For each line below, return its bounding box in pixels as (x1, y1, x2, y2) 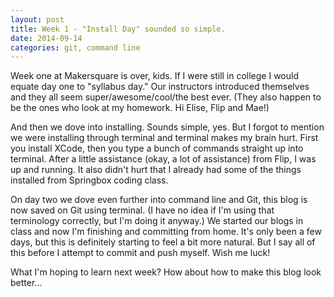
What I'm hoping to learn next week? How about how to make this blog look (10, 266, 322, 278)
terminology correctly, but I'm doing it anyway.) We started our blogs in (10, 215, 304, 227)
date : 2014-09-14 (10, 33, 83, 43)
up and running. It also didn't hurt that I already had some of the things (10, 164, 302, 176)
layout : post (10, 14, 65, 25)
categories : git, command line (10, 42, 141, 53)
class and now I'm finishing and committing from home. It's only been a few (10, 226, 322, 238)
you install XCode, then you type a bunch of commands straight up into (10, 142, 304, 155)
